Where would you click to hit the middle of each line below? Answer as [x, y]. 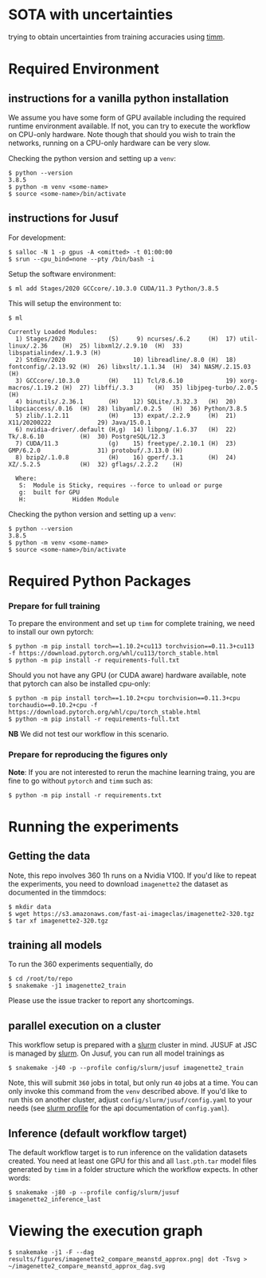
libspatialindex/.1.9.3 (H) [55, 352]
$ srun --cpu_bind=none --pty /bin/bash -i [82, 259]
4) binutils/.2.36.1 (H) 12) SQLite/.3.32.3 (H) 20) [126, 401]
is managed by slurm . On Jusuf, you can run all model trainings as [117, 1053]
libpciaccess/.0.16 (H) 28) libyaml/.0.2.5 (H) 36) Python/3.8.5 [128, 408]
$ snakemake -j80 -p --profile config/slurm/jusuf [94, 1192]
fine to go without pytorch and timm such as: [81, 781]
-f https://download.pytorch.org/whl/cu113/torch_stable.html [113, 654]
